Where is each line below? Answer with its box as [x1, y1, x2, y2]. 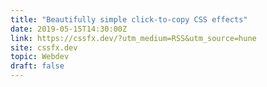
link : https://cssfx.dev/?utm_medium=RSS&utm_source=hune [10, 33, 257, 43]
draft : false [10, 61, 65, 71]
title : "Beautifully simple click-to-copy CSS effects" [10, 14, 248, 25]
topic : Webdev [10, 52, 70, 62]
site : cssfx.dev [10, 42, 78, 53]
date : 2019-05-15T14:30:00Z [10, 24, 128, 34]
